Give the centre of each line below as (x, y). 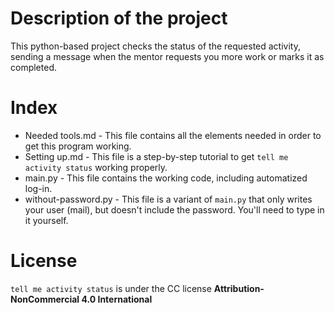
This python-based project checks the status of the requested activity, (155, 46)
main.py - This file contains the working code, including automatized (166, 178)
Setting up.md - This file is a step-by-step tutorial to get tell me (156, 156)
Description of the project (119, 18)
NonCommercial (45, 299)
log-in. (38, 188)
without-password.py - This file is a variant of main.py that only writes (168, 199)
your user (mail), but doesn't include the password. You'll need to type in (174, 209)
